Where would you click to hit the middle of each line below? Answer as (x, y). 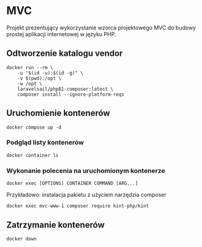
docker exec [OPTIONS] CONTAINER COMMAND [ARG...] (72, 184)
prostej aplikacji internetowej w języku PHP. (61, 34)
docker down (21, 239)
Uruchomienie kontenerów (58, 113)
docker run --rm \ (30, 67)
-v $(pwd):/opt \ (39, 78)
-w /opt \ (30, 83)
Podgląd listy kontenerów (45, 143)
